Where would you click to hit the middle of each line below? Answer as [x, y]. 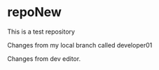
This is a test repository [41, 31]
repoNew [34, 12]
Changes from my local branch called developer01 [80, 45]
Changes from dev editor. [44, 58]
